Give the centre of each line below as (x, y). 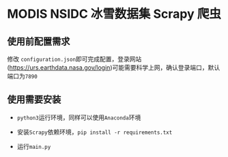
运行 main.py (34, 146)
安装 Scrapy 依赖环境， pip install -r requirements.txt (95, 132)
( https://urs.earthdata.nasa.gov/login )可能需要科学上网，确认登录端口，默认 (114, 68)
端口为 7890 (22, 76)
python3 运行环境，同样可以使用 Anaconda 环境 (79, 117)
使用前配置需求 (39, 41)
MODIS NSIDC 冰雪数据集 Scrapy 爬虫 (114, 14)
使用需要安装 (34, 100)
